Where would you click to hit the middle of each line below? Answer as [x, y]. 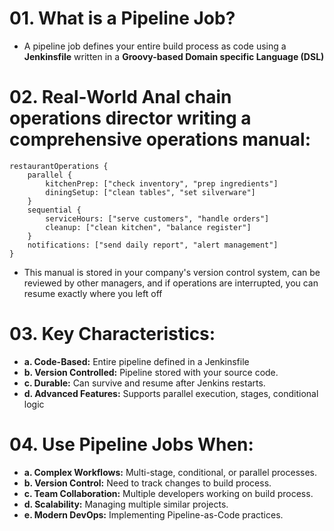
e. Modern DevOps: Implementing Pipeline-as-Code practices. [153, 514]
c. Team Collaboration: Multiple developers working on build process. [168, 493]
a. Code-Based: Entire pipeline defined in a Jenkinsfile [136, 361]
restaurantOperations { [59, 166]
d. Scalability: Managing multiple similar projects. [126, 504]
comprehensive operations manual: [160, 139]
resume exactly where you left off [93, 293]
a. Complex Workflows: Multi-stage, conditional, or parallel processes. [170, 472]
